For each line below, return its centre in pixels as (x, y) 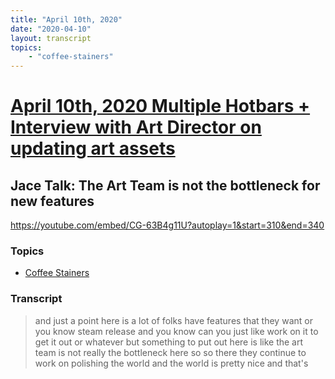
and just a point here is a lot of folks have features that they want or (173, 320)
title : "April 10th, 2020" (66, 19)
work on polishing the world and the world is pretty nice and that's (171, 363)
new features (52, 201)
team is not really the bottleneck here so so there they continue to (170, 352)
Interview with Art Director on (136, 127)
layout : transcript (51, 38)
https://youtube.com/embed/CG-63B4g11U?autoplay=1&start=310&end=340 (167, 225)
